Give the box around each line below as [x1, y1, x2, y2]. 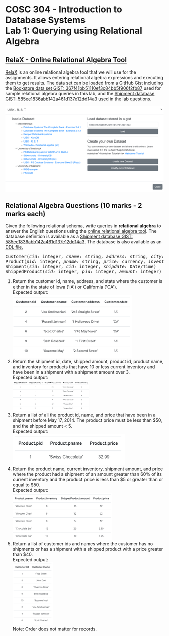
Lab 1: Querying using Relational [5, 25, 142, 36]
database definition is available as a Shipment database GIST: [5, 233, 133, 240]
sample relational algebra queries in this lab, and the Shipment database [5, 91, 155, 96]
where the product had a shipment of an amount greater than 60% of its [12, 471, 162, 477]
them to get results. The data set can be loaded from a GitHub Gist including [5, 80, 163, 86]
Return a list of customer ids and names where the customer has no [12, 541, 153, 547]
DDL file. [5, 244, 24, 250]
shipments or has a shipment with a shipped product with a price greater [12, 546, 163, 552]
